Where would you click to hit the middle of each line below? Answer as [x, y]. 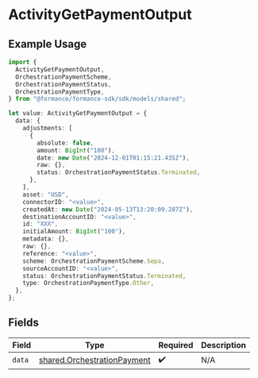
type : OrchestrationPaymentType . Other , [89, 283]
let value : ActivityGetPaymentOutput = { [78, 114]
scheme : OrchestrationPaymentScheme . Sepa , [94, 261]
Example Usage [48, 44]
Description [223, 345]
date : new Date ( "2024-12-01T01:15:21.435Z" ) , [114, 158]
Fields [24, 323]
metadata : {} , [46, 239]
